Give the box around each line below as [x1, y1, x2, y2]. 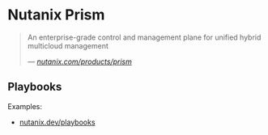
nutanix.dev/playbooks [19, 117, 96, 127]
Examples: [7, 101, 42, 111]
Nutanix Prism [7, 6, 105, 24]
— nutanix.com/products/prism [27, 57, 133, 66]
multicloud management [27, 40, 108, 50]
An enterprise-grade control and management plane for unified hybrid [27, 32, 262, 42]
